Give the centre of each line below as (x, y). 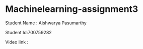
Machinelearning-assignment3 (72, 9)
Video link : (17, 42)
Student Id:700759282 (28, 32)
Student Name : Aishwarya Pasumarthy (46, 23)
